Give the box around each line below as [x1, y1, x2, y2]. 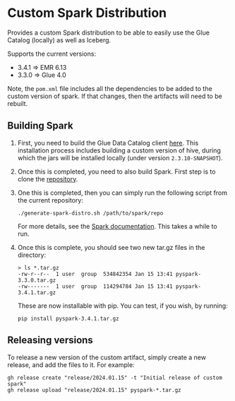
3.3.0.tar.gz [17, 277, 56, 284]
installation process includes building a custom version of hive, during [17, 146, 221, 155]
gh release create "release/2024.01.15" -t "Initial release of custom [7, 374, 222, 381]
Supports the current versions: [7, 49, 97, 58]
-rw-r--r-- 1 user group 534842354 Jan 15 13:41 [17, 270, 173, 277]
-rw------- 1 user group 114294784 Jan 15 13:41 [17, 282, 173, 290]
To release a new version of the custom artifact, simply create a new [7, 353, 207, 361]
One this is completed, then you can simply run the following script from [17, 188, 228, 197]
